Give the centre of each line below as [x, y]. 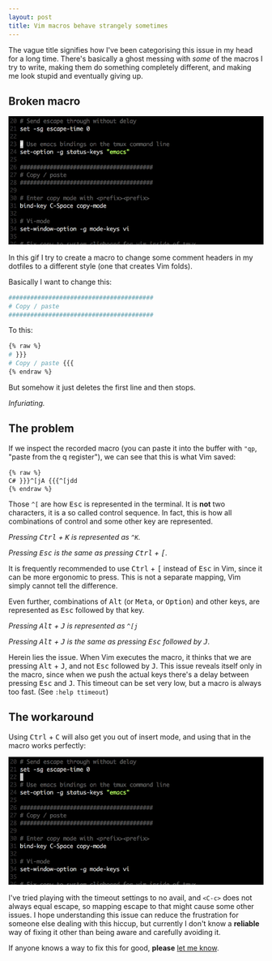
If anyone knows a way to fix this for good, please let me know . [114, 948]
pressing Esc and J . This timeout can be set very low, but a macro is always [135, 683]
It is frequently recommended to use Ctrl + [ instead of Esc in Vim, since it [136, 568]
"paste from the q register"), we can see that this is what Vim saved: [122, 457]
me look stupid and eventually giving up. [76, 75]
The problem [41, 429]
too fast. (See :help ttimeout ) [59, 692]
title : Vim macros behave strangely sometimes [88, 26]
